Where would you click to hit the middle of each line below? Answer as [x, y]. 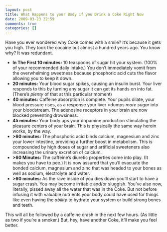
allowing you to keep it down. [42, 78]
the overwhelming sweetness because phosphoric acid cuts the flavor [84, 73]
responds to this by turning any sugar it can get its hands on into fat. [83, 89]
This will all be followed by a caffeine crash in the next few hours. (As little [81, 215]
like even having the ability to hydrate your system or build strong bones [86, 200]
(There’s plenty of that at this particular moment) [62, 94]
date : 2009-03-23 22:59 [30, 19]
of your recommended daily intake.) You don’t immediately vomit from [84, 68]
